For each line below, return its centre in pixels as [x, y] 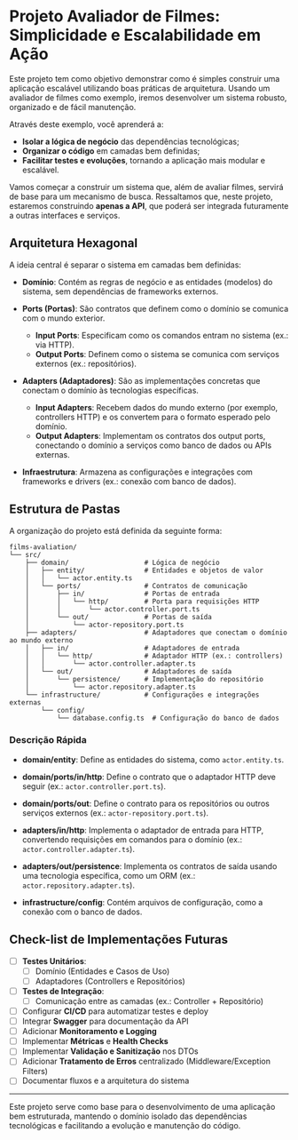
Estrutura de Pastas [65, 510]
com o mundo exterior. [63, 318]
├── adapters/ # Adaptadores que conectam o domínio [157, 633]
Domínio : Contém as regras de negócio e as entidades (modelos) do [147, 282]
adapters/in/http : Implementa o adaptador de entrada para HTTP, [143, 830]
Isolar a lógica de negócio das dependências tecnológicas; [130, 141]
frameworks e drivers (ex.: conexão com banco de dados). [129, 481]
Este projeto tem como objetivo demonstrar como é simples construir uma [145, 78]
